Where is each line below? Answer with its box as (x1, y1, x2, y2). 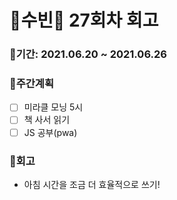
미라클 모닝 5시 (23, 101, 84, 113)
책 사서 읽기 (23, 114, 71, 126)
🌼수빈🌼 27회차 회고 (9, 9, 159, 32)
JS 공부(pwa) (23, 126, 78, 138)
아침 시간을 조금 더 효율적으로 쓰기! (23, 178, 161, 190)
